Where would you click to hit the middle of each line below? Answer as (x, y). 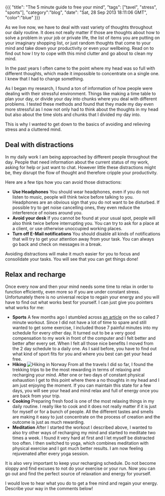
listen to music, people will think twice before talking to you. (73, 197)
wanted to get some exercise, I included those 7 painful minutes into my (85, 328)
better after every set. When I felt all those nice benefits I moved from (83, 343)
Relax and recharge (35, 274)
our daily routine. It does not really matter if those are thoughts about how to (82, 32)
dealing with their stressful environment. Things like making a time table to (81, 94)
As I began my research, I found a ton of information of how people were (79, 88)
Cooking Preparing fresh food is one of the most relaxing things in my (83, 401)
